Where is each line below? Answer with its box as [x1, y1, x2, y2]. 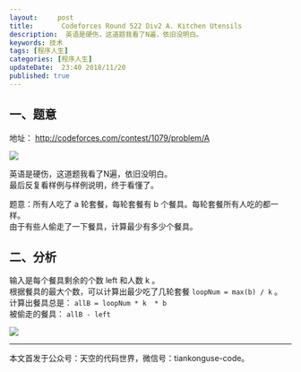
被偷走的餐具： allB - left [9, 308, 111, 319]
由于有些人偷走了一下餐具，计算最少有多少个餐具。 [9, 221, 198, 231]
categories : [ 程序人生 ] [9, 55, 92, 64]
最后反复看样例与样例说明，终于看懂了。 [9, 179, 159, 190]
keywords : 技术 [9, 38, 64, 48]
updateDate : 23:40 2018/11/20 [9, 64, 126, 73]
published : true [9, 72, 70, 81]
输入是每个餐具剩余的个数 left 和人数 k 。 [9, 275, 160, 286]
